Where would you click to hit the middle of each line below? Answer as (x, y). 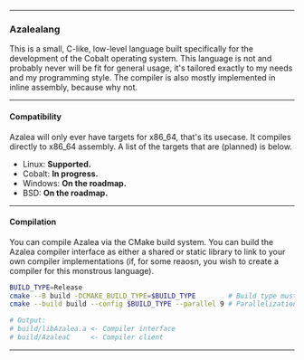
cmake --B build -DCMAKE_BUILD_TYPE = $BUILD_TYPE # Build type (143, 296)
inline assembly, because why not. (74, 88)
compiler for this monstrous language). (82, 270)
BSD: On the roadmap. (65, 193)
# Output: (28, 321)
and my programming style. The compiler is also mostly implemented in (142, 78)
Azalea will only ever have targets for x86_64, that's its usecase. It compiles (150, 137)
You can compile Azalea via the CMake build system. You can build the (142, 242)
